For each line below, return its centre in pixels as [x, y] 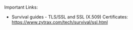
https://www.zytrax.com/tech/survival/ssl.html [60, 22]
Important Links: [21, 7]
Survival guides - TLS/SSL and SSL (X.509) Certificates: [70, 17]
